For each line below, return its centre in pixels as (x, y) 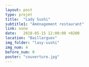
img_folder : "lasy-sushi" (32, 43)
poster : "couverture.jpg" (32, 57)
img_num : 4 (17, 47)
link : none (17, 29)
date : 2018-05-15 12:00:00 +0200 (42, 33)
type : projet (19, 15)
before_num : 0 (20, 52)
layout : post (19, 10)
